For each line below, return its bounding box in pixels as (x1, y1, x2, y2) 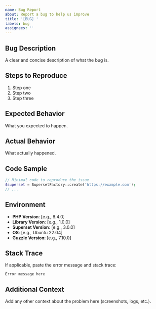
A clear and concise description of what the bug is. (5, 57, 109, 63)
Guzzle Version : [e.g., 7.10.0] (12, 235, 72, 241)
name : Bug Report (5, 7, 41, 12)
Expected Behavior (5, 109, 65, 118)
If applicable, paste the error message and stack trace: (5, 262, 117, 268)
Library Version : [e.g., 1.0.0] (12, 219, 70, 225)
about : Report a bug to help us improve (5, 12, 90, 17)
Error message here (5, 272, 45, 277)
